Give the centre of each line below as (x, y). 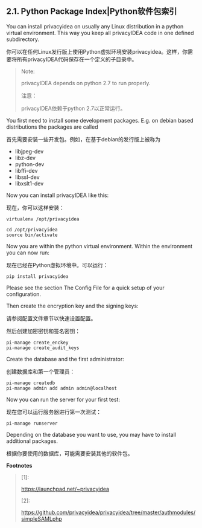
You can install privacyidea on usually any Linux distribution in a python (95, 26)
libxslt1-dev (29, 183)
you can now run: (28, 253)
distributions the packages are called (52, 127)
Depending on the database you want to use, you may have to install (91, 434)
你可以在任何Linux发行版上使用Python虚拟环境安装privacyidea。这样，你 (97, 51)
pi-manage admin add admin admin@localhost (62, 388)
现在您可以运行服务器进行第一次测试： (54, 412)
